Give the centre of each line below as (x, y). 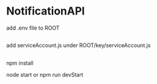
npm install (20, 63)
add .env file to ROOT (33, 28)
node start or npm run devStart (45, 74)
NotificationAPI (46, 11)
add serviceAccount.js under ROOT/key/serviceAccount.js (78, 45)
